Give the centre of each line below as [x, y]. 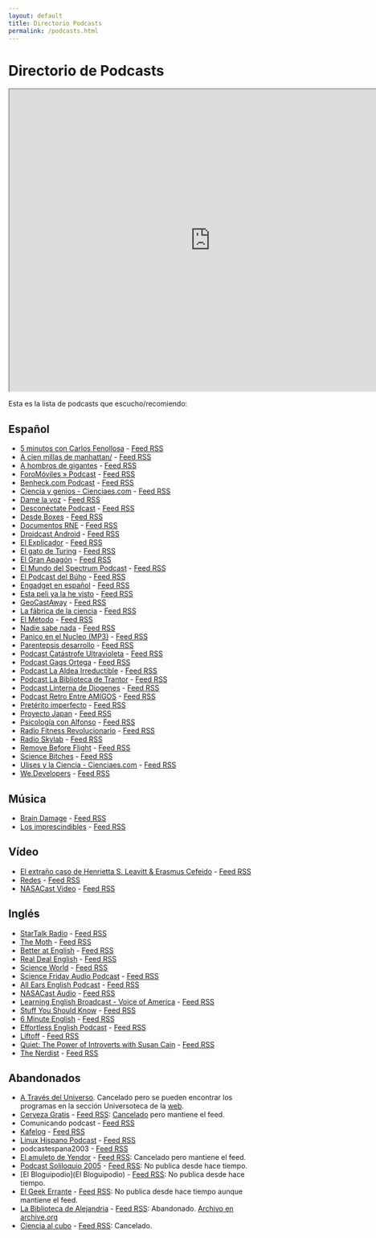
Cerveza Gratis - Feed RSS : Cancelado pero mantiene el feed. [122, 1115]
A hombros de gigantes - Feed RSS [78, 466]
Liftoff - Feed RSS [49, 1036]
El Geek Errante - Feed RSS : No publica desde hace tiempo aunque [131, 1191]
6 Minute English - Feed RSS [67, 1018]
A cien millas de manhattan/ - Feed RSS [86, 457]
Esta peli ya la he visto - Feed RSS [77, 594]
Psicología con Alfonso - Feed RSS [78, 722]
